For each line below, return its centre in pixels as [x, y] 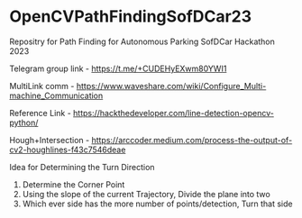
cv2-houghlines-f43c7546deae [68, 150]
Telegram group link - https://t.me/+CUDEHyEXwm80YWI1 [118, 68]
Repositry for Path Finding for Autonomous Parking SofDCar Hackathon [142, 41]
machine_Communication [56, 95]
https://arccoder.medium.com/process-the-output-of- [192, 140]
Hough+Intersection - [50, 140]
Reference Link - [41, 113]
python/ [24, 123]
